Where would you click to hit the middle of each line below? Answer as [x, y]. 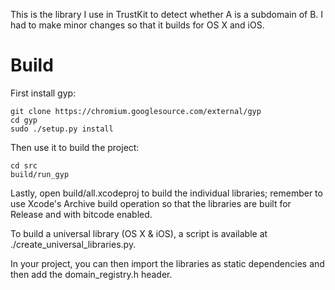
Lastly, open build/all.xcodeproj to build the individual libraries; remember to [166, 193]
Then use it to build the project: [75, 147]
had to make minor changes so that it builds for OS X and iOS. [137, 25]
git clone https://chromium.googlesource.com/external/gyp [136, 111]
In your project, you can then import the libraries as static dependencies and [167, 263]
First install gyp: [43, 93]
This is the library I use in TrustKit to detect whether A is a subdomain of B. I [167, 14]
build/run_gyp [40, 174]
